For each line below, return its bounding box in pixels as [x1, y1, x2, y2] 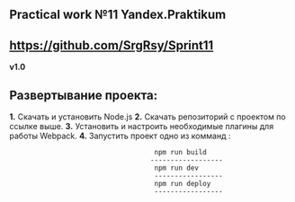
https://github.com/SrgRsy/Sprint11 [9, 38, 214, 53]
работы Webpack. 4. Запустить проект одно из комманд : [9, 130, 231, 142]
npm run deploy [154, 180, 211, 189]
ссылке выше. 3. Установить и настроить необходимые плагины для [9, 121, 274, 132]
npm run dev [154, 163, 200, 173]
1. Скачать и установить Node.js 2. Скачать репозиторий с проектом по [9, 111, 286, 122]
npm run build [154, 148, 207, 157]
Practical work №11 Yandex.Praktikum [9, 7, 227, 22]
